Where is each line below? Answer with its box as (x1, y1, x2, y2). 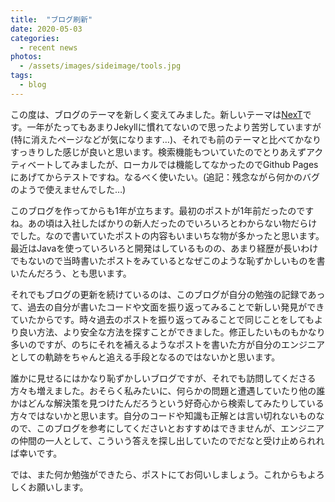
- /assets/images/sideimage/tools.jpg (19, 61, 182, 71)
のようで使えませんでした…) (10, 183, 127, 195)
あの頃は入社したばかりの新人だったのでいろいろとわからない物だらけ (27, 217, 318, 229)
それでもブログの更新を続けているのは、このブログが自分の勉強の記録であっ (10, 288, 326, 300)
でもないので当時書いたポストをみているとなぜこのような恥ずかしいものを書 (10, 254, 326, 266)
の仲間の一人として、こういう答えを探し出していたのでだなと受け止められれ (10, 434, 325, 446)
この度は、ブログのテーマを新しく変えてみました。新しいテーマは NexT (10, 108, 303, 120)
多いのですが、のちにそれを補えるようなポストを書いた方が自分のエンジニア (10, 338, 326, 350)
